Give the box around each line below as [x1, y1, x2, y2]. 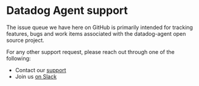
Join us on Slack [15, 73, 57, 80]
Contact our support [15, 66, 66, 73]
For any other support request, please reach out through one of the [6, 48, 175, 55]
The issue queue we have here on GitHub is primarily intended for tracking [6, 24, 194, 31]
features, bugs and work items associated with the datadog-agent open [6, 30, 186, 37]
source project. [6, 36, 44, 44]
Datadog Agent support [6, 4, 128, 18]
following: [6, 55, 31, 62]
